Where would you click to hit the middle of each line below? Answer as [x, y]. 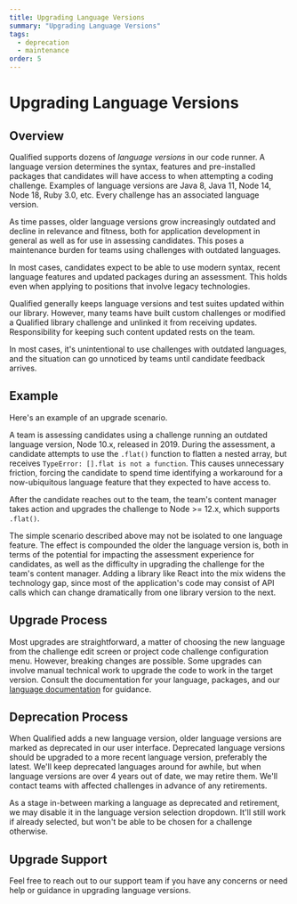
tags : [19, 34]
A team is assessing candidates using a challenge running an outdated [139, 435]
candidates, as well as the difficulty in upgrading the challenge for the [137, 564]
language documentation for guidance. [80, 689]
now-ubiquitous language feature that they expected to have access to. [140, 482]
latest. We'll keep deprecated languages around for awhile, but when [135, 767]
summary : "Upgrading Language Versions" [85, 26]
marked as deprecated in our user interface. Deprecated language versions [147, 748]
